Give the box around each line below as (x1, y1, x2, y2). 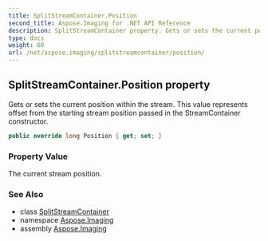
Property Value (8, 151, 69, 162)
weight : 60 (8, 41, 45, 49)
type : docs (8, 34, 45, 42)
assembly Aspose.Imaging (19, 224, 108, 234)
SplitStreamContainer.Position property (8, 78, 211, 92)
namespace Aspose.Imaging (19, 215, 114, 225)
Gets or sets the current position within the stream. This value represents (8, 99, 249, 109)
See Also (8, 188, 44, 200)
